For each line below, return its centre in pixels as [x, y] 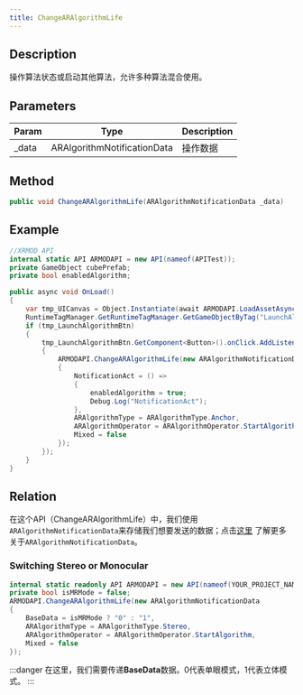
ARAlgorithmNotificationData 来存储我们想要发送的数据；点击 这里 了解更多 [148, 531]
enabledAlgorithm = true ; [138, 393]
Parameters [43, 106]
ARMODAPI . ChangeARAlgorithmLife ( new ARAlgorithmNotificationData [134, 601]
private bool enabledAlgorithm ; [70, 276]
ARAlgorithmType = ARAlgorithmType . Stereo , [109, 626]
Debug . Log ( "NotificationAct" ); [148, 401]
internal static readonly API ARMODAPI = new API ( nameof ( [120, 584]
